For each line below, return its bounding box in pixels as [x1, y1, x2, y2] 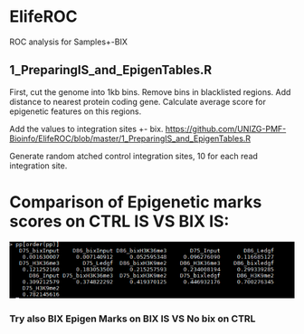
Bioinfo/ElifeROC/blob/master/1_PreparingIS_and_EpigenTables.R [9, 133, 252, 144]
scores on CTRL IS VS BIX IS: [9, 211, 230, 232]
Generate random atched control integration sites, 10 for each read [9, 150, 258, 161]
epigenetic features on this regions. [9, 106, 142, 117]
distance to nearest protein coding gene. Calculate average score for [9, 96, 267, 107]
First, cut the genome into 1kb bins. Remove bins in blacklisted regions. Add [9, 86, 291, 97]
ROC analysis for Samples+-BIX [9, 36, 128, 47]
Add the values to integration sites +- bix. [9, 123, 164, 134]
